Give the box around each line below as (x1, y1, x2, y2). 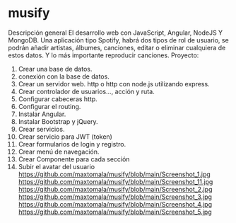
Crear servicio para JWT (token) (18, 132, 112, 141)
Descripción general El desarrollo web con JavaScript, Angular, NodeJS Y (8, 28, 223, 37)
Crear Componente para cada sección (18, 154, 130, 164)
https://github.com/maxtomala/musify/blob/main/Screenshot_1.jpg (18, 170, 211, 178)
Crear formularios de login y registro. (18, 139, 126, 148)
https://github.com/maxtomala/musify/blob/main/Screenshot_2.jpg (18, 185, 213, 193)
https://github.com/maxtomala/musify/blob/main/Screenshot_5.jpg (18, 207, 212, 216)
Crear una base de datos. (18, 64, 93, 73)
